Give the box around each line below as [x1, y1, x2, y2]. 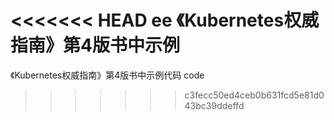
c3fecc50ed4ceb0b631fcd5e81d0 [184, 89, 325, 101]
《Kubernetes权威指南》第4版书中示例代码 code [10, 69, 205, 81]
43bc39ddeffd [184, 99, 245, 111]
